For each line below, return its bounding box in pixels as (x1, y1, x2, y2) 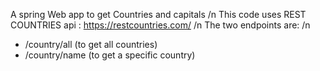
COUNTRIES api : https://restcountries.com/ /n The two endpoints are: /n (10, 19, 311, 31)
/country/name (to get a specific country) (24, 49, 196, 61)
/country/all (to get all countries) (24, 39, 158, 50)
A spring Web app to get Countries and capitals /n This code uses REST (10, 9, 307, 20)
